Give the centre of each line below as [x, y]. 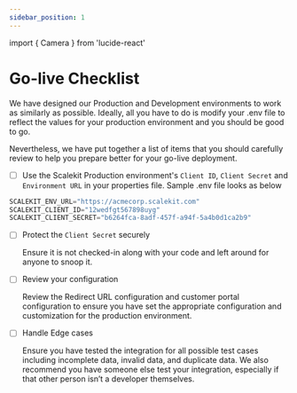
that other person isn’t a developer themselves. [108, 379]
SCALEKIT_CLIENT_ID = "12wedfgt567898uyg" [85, 209]
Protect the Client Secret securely [86, 235]
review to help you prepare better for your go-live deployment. [123, 158]
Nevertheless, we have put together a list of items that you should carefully [146, 148]
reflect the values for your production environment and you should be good [147, 122]
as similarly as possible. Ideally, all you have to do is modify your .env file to [147, 113]
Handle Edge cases [57, 333]
